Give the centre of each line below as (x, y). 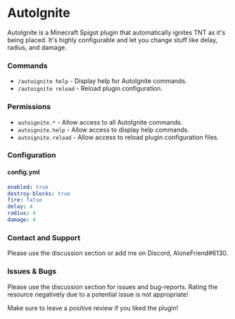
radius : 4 (22, 213)
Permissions (29, 107)
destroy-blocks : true (39, 194)
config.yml (24, 172)
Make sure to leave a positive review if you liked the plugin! (93, 308)
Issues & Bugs (32, 271)
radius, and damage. (37, 47)
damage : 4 (22, 220)
